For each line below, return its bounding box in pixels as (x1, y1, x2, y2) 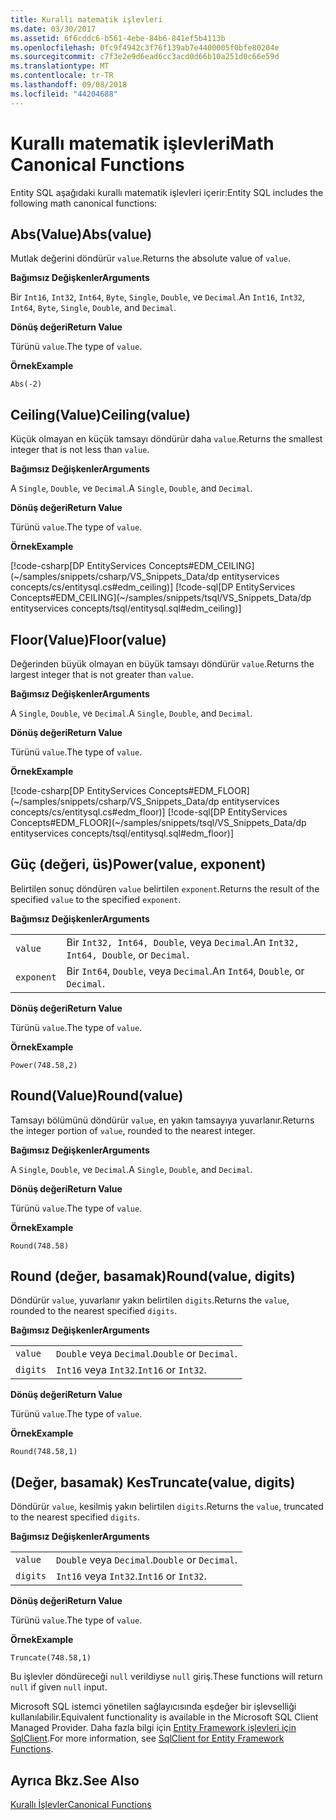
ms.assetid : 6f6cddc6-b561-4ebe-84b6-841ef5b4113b (10, 33, 226, 43)
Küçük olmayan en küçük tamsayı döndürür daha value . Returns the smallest (10, 433, 323, 445)
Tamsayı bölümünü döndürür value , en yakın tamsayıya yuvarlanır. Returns (10, 1114, 315, 1126)
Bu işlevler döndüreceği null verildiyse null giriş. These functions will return (10, 1671, 323, 1683)
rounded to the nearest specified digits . (10, 1305, 178, 1317)
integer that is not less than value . (10, 444, 150, 456)
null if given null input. (10, 1681, 108, 1693)
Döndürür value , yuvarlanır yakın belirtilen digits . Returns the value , (10, 1294, 290, 1306)
